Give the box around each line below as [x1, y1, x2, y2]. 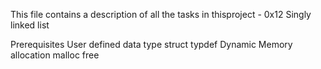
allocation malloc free [10, 49, 100, 61]
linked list [10, 19, 50, 31]
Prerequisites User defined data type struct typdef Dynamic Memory [10, 39, 293, 50]
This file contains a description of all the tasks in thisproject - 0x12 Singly [10, 9, 312, 20]
